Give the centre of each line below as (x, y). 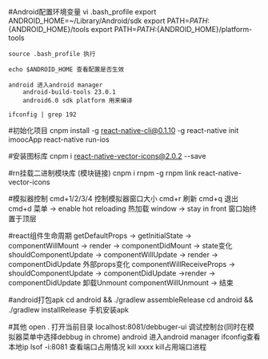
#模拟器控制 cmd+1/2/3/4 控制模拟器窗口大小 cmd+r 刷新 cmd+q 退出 (123, 198)
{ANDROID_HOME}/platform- (204, 29)
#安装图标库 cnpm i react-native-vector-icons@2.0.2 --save (107, 156)
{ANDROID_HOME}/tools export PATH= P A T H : (83, 29)
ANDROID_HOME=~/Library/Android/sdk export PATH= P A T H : (109, 21)
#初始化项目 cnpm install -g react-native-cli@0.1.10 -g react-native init (124, 130)
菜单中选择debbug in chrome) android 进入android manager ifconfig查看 (141, 337)
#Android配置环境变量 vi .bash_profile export (82, 12)
